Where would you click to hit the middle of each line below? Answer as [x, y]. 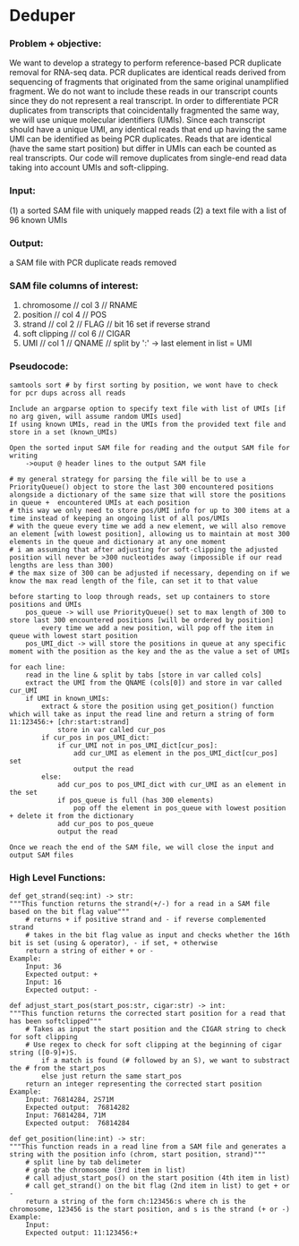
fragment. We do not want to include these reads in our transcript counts [144, 91]
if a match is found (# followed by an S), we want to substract [166, 1060]
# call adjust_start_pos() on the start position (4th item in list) [158, 1178]
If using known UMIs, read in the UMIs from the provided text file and [148, 424]
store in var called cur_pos [111, 730]
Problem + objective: [56, 44]
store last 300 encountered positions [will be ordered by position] [142, 620]
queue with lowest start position [74, 636]
